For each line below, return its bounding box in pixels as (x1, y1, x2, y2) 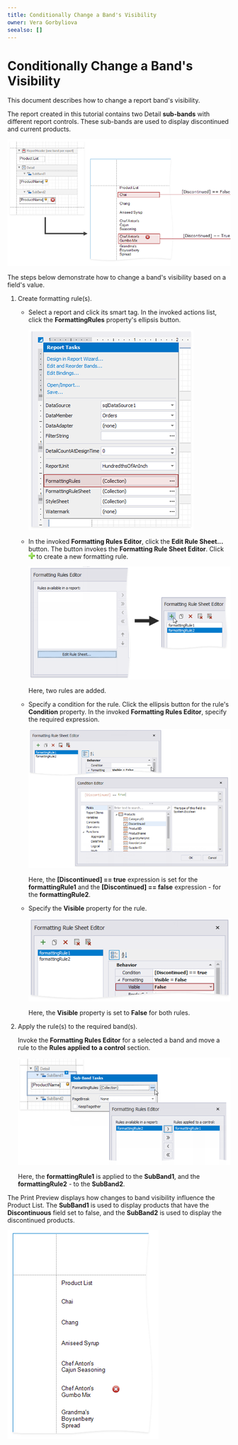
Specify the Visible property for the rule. (28, 904, 147, 913)
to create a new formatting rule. (36, 552, 129, 561)
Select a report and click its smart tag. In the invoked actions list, (28, 308, 217, 316)
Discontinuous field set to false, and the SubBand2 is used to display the (7, 1208, 222, 1217)
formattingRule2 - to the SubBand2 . (17, 1180, 125, 1188)
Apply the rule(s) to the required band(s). (17, 1022, 138, 1031)
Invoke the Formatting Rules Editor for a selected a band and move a (17, 1036, 220, 1044)
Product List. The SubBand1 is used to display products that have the (7, 1201, 210, 1209)
